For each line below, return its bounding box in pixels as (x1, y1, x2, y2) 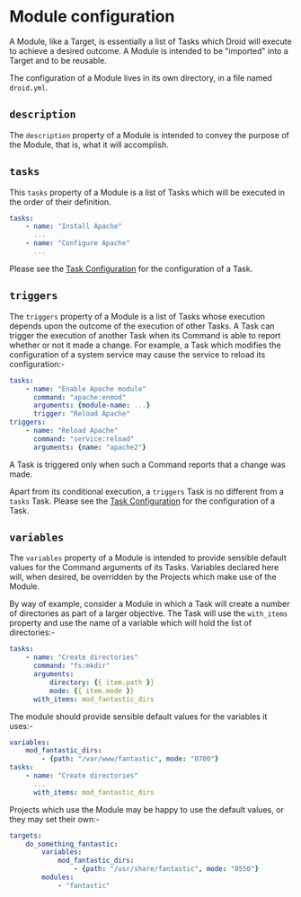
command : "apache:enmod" (32, 392, 127, 401)
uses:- (9, 720, 33, 731)
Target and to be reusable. (9, 55, 108, 66)
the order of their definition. (9, 196, 112, 207)
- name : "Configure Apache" (25, 239, 130, 248)
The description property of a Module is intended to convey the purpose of (9, 129, 290, 140)
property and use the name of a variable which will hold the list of (9, 618, 252, 629)
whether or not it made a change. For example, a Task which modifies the (9, 339, 281, 350)
